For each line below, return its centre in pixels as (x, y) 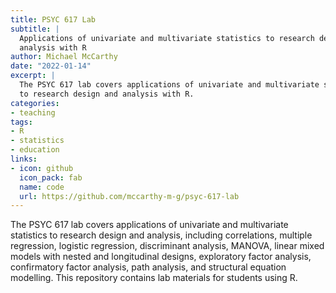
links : (24, 159)
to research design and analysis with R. (107, 94)
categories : (35, 103)
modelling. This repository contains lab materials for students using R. (154, 278)
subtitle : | (35, 29)
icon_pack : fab (51, 177)
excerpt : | (33, 76)
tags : (21, 122)
